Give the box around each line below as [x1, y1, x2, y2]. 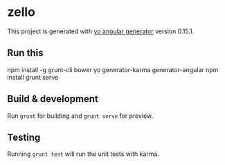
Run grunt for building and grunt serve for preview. [7, 112, 154, 120]
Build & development [7, 93, 98, 105]
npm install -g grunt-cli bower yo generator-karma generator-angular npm [7, 65, 219, 73]
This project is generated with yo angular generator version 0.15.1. [7, 27, 195, 35]
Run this [7, 47, 44, 59]
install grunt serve [7, 73, 59, 81]
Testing [7, 131, 41, 143]
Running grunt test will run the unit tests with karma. [7, 150, 159, 158]
